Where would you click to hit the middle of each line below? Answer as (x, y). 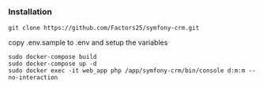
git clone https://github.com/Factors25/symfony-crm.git (104, 28)
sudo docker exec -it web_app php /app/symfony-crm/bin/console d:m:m (127, 71)
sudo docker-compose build (53, 57)
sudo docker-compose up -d (53, 64)
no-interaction (33, 78)
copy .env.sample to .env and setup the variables (88, 42)
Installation (30, 12)
